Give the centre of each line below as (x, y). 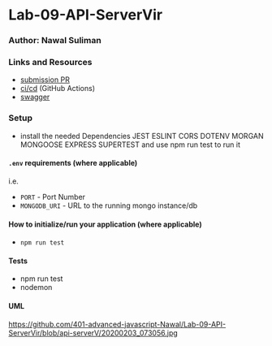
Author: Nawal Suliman (55, 41)
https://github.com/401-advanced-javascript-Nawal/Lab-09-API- (117, 324)
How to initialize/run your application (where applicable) (105, 224)
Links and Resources (50, 63)
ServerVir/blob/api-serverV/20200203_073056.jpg (93, 333)
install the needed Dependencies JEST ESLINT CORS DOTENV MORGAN (142, 136)
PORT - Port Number (53, 197)
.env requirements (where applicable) (73, 163)
